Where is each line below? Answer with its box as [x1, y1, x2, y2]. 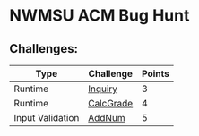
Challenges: [9, 41, 79, 56]
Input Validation [13, 112, 80, 123]
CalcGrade [88, 98, 134, 109]
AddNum [88, 112, 125, 123]
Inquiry [88, 82, 118, 95]
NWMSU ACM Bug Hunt [9, 5, 190, 26]
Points [142, 68, 170, 80]
